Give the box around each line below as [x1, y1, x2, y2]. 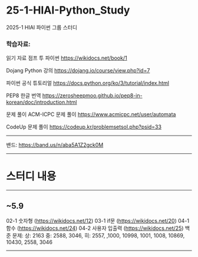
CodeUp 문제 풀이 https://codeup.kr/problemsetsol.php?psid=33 [6, 123, 162, 130]
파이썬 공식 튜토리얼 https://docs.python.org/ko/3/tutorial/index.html [6, 80, 170, 87]
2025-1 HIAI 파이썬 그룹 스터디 [6, 24, 78, 31]
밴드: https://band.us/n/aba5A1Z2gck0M [6, 141, 104, 149]
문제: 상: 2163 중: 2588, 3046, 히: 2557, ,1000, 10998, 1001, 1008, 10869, [12, 232, 185, 239]
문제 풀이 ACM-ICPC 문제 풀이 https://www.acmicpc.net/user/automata [6, 111, 176, 118]
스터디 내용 [6, 170, 57, 183]
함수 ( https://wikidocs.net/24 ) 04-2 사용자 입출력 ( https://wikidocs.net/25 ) [6, 225, 184, 232]
